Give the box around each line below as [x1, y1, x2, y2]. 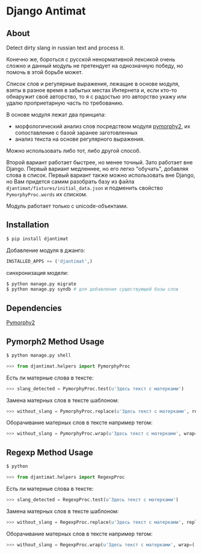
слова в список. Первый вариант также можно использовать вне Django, [6, 171, 195, 179]
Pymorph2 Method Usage [6, 336, 105, 346]
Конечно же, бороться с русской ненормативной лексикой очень [6, 56, 176, 63]
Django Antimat [6, 4, 86, 18]
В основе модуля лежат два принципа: [6, 111, 106, 118]
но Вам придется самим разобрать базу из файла [6, 178, 135, 185]
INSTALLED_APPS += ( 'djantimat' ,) [6, 258, 93, 264]
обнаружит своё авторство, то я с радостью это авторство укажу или [6, 93, 187, 100]
